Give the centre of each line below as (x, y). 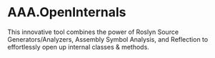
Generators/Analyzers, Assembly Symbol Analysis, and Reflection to (108, 39)
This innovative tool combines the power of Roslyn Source (93, 32)
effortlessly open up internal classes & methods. (79, 47)
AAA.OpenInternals (67, 12)
